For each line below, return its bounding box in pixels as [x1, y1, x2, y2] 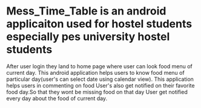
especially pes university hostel [6, 30, 170, 43]
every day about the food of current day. [6, 95, 108, 102]
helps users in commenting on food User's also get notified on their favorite [6, 81, 195, 89]
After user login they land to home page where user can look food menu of [6, 62, 193, 70]
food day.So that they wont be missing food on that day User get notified [6, 88, 188, 95]
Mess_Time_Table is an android [6, 4, 166, 18]
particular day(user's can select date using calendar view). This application [6, 75, 194, 83]
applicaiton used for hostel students [6, 17, 193, 31]
